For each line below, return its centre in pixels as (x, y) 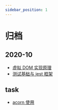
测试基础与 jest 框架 (32, 73)
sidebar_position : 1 (27, 10)
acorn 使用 (23, 102)
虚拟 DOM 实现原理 (32, 67)
